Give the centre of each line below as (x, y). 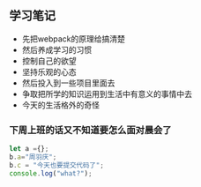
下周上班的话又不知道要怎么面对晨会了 (90, 130)
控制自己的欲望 (49, 61)
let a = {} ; (29, 149)
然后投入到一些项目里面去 (68, 83)
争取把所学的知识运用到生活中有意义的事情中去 (107, 93)
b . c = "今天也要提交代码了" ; (56, 165)
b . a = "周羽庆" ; (33, 157)
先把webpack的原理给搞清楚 (73, 39)
